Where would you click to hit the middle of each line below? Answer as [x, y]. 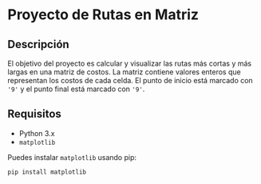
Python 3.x [37, 133]
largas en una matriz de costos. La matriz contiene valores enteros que [124, 72]
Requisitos [34, 114]
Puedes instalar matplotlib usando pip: [72, 157]
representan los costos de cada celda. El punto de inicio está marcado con [130, 80]
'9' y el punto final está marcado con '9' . [76, 89]
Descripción [38, 44]
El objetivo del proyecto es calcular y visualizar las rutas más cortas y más [130, 63]
